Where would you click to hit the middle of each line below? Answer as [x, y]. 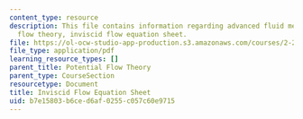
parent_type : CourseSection [62, 76]
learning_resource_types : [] [64, 59]
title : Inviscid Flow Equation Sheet [80, 92]
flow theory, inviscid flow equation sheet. [102, 34]
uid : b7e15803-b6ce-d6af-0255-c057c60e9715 [92, 101]
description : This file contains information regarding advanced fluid [147, 26]
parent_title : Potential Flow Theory [80, 68]
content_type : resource [54, 17]
